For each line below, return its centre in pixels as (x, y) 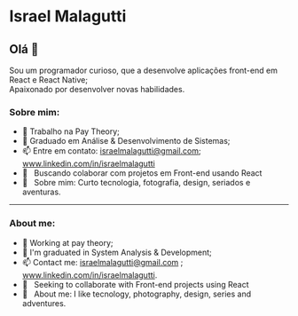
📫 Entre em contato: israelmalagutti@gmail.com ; (111, 151)
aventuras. (41, 192)
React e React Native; (49, 80)
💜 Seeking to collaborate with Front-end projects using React (136, 284)
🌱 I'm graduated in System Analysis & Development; (117, 252)
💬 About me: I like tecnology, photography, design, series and (136, 294)
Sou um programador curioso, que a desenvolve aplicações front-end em (143, 70)
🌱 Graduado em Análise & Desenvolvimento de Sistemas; (126, 141)
